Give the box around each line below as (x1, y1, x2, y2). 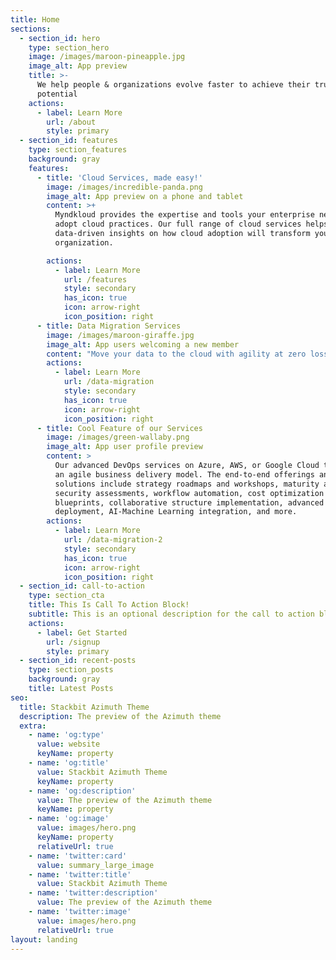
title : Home (10, 14, 60, 25)
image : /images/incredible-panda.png (46, 182, 203, 192)
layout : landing (10, 934, 78, 945)
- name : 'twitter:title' (28, 869, 132, 880)
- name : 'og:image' (28, 814, 110, 824)
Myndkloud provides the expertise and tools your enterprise (54, 210, 315, 220)
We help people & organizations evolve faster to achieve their (36, 80, 311, 90)
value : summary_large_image (36, 860, 155, 870)
